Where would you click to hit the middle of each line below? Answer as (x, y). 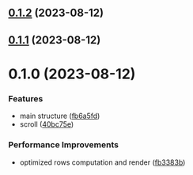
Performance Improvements (64, 145)
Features (26, 98)
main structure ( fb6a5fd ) (60, 116)
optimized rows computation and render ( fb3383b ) (102, 162)
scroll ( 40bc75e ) (47, 124)
